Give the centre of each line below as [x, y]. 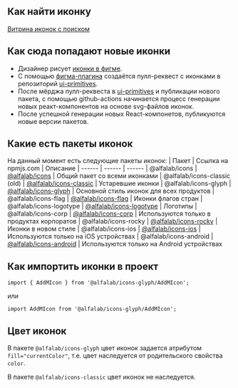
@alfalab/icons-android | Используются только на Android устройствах [115, 244]
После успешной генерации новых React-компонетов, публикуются [121, 114]
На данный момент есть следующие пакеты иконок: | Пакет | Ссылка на [118, 161]
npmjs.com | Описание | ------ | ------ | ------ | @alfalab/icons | [102, 168]
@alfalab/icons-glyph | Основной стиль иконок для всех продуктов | [111, 191]
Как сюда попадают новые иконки [89, 52]
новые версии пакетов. [53, 121]
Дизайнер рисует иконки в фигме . [70, 68]
